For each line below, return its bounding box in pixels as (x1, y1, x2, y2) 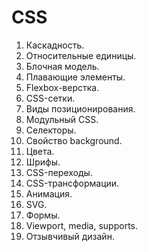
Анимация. (25, 187, 73, 200)
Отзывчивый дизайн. (25, 230, 115, 242)
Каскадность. (25, 39, 85, 51)
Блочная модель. (25, 60, 100, 72)
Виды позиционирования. (25, 102, 136, 115)
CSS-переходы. (25, 166, 93, 178)
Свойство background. (25, 134, 123, 146)
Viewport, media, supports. (25, 219, 139, 231)
